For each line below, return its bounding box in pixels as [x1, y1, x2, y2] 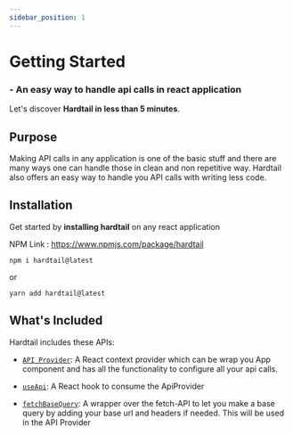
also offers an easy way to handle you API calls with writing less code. [9, 171, 267, 183]
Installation [9, 198, 73, 213]
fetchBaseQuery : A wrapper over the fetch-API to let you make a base [21, 398, 276, 408]
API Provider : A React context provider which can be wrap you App [21, 354, 272, 365]
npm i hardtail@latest [9, 256, 94, 265]
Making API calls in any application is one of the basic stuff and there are [9, 152, 277, 163]
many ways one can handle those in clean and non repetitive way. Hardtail [9, 162, 282, 173]
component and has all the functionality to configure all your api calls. [21, 363, 278, 374]
